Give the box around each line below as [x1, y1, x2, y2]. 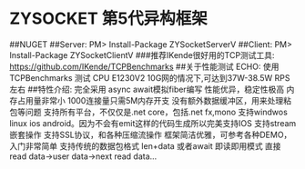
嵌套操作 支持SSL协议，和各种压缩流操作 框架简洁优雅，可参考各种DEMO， [9, 129, 292, 140]
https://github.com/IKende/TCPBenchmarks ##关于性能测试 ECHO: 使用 [9, 61, 280, 72]
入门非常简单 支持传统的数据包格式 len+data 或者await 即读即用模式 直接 [9, 140, 281, 151]
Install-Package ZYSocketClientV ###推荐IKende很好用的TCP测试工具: [9, 49, 275, 60]
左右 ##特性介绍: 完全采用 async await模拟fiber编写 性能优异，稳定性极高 [9, 84, 285, 94]
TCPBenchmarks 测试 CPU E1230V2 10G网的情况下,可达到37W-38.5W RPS [9, 72, 290, 83]
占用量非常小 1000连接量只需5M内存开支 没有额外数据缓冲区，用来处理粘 [16, 94, 292, 105]
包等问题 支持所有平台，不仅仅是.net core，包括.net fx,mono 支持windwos [9, 106, 289, 117]
